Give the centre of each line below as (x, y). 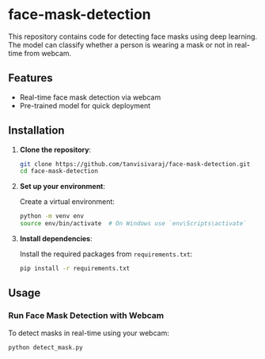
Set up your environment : (62, 187)
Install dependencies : (56, 239)
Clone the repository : (55, 149)
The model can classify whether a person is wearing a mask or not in (121, 44)
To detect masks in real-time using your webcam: (89, 333)
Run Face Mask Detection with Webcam (86, 316)
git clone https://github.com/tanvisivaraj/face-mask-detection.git (135, 164)
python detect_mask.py (45, 347)
